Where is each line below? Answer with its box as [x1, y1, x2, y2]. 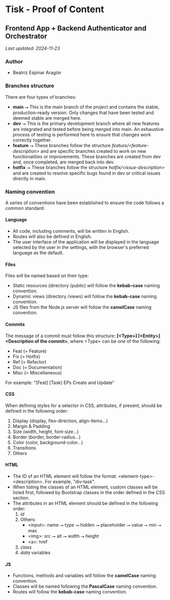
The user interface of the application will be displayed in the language [12, 239, 159, 245]
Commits [5, 321, 25, 327]
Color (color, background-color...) [12, 439, 83, 445]
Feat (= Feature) [12, 348, 47, 354]
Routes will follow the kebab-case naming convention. [12, 589, 127, 595]
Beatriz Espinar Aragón [12, 70, 62, 76]
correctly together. [12, 137, 52, 143]
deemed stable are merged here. [12, 115, 81, 121]
